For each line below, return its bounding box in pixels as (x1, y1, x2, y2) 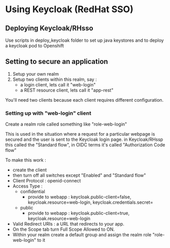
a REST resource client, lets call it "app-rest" (20, 87, 114, 93)
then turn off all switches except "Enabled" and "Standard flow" (12, 172, 146, 178)
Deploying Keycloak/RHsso (5, 24, 93, 33)
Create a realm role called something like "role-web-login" (5, 121, 127, 128)
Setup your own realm (12, 71, 59, 77)
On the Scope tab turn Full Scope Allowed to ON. (12, 226, 115, 232)
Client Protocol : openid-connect (12, 178, 81, 184)
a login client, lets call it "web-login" (20, 81, 96, 87)
